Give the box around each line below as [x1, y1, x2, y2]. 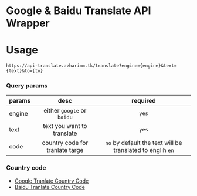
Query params [6, 82, 48, 90]
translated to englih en [113, 146, 174, 154]
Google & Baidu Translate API [6, 4, 151, 18]
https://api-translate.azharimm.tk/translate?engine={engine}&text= [6, 63, 177, 69]
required [131, 97, 157, 105]
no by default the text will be [105, 139, 182, 147]
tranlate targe [46, 146, 84, 154]
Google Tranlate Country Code [14, 177, 89, 184]
